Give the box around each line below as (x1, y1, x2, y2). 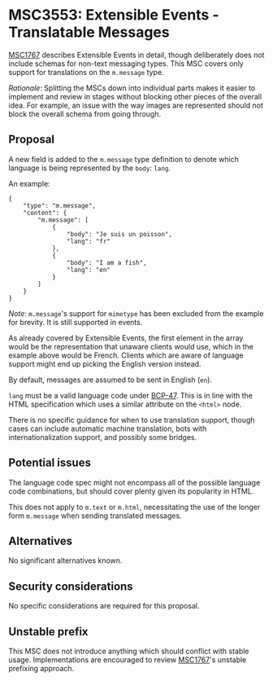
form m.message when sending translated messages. (8, 511, 182, 521)
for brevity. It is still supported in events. (8, 317, 143, 327)
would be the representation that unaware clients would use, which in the (8, 341, 253, 351)
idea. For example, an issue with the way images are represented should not (8, 100, 264, 110)
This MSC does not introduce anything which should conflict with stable (8, 646, 249, 656)
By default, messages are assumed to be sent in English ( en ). (8, 375, 213, 384)
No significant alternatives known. (8, 556, 123, 565)
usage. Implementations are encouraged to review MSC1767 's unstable (8, 655, 247, 665)
